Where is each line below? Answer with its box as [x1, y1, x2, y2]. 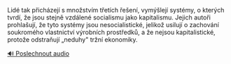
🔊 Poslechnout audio [7, 49, 70, 58]
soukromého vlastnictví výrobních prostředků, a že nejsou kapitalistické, [7, 28, 216, 36]
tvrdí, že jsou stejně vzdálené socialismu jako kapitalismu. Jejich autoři [7, 13, 211, 22]
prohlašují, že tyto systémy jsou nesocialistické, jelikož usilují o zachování [7, 21, 219, 29]
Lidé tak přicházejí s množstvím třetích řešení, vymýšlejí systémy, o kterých [7, 6, 225, 14]
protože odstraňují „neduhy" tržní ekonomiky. [7, 35, 138, 44]
